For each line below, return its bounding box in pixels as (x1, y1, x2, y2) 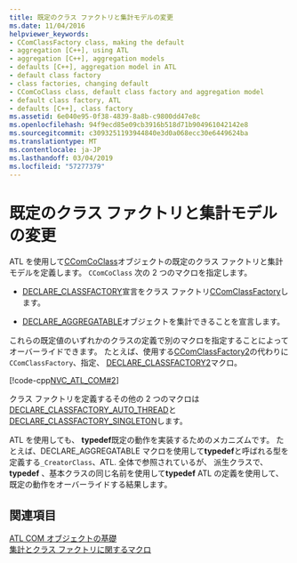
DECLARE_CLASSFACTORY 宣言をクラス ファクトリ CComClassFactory (21, 286, 282, 297)
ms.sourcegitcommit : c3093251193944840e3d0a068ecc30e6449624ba (9, 129, 249, 138)
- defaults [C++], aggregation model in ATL (9, 63, 177, 72)
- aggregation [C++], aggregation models (9, 54, 165, 63)
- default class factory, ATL (9, 95, 122, 105)
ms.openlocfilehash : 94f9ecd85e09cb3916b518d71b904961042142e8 (9, 121, 249, 130)
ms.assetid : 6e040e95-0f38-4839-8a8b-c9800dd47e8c (9, 112, 201, 121)
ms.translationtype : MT (9, 137, 98, 146)
